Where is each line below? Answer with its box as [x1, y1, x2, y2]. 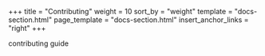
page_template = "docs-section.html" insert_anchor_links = [53, 15, 249, 24]
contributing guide [8, 39, 69, 48]
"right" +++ [8, 24, 46, 32]
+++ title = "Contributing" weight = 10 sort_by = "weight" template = [8, 7, 233, 16]
